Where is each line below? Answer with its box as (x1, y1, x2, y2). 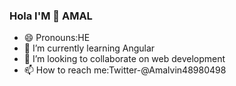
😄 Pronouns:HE (23, 32, 91, 44)
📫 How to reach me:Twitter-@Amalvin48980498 (23, 64, 227, 76)
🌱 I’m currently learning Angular (23, 42, 156, 54)
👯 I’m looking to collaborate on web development (23, 53, 226, 65)
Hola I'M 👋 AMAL (9, 9, 93, 23)
